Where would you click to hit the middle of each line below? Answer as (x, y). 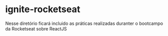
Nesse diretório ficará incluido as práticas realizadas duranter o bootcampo (84, 23)
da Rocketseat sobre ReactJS (36, 28)
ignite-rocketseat (43, 9)
